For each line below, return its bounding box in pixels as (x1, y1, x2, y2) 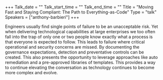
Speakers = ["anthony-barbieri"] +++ (5, 14, 80, 20)
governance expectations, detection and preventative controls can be (5, 49, 144, 55)
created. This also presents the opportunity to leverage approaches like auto (5, 54, 158, 60)
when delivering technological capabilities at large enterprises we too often (5, 29, 155, 34)
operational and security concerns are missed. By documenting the (5, 44, 140, 50)
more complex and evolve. (5, 70, 58, 75)
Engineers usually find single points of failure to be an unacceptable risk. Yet (5, 24, 158, 29)
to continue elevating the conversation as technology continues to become (5, 65, 155, 70)
